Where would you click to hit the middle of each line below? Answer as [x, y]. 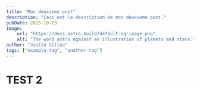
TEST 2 [24, 80]
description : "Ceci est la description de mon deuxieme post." [86, 17]
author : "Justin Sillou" [37, 45]
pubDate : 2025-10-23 [32, 23]
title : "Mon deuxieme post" [41, 12]
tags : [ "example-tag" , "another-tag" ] [54, 51]
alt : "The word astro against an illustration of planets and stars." [106, 39]
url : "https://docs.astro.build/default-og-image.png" [86, 34]
